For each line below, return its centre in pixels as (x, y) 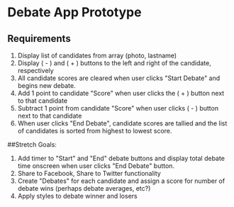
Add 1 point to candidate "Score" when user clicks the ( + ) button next (121, 93)
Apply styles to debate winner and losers (77, 196)
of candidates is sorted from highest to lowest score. (95, 131)
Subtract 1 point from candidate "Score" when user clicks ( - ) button (118, 108)
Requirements (39, 39)
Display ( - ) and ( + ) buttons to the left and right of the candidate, (114, 63)
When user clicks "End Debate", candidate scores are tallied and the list (122, 123)
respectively (36, 71)
